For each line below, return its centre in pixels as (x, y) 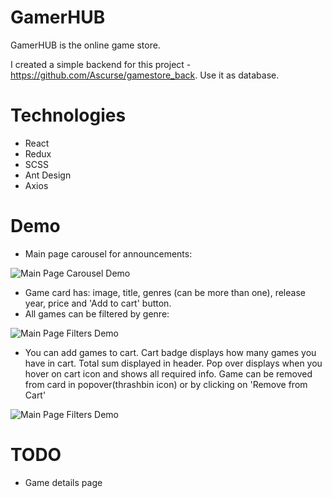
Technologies (68, 115)
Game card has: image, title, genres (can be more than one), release (165, 292)
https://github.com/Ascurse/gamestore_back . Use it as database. (145, 75)
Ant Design (48, 175)
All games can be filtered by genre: (97, 313)
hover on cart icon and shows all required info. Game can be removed (168, 373)
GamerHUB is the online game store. (85, 45)
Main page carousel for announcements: (108, 253)
